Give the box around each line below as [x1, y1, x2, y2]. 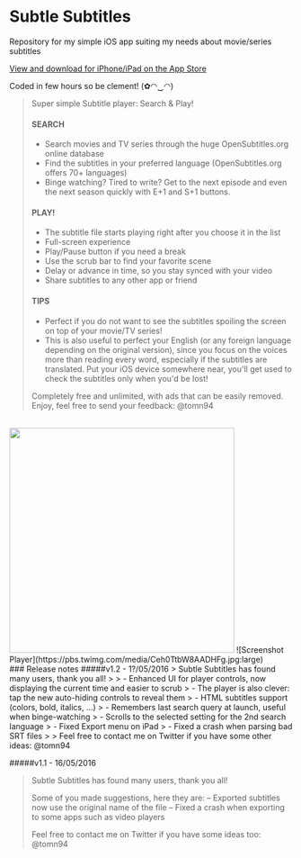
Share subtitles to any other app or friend [44, 275, 198, 285]
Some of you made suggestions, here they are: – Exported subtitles [31, 792, 280, 803]
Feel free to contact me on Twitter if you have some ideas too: [31, 828, 261, 839]
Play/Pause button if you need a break [44, 246, 186, 257]
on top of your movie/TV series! [44, 325, 163, 336]
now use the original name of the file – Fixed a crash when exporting [31, 801, 285, 812]
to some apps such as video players [31, 811, 165, 822]
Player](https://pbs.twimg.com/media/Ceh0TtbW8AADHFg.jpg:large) [9, 654, 263, 664]
